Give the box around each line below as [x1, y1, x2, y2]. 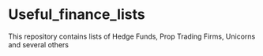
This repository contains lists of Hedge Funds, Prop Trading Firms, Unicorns [8, 32, 256, 41]
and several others [8, 39, 70, 49]
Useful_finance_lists [8, 6, 145, 24]
